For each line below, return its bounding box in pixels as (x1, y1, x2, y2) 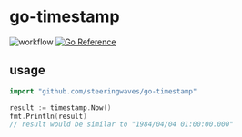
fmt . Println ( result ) (9, 112, 88, 121)
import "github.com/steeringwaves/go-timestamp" (9, 86, 197, 96)
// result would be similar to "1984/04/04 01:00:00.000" (9, 120, 234, 129)
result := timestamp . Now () (9, 103, 112, 113)
